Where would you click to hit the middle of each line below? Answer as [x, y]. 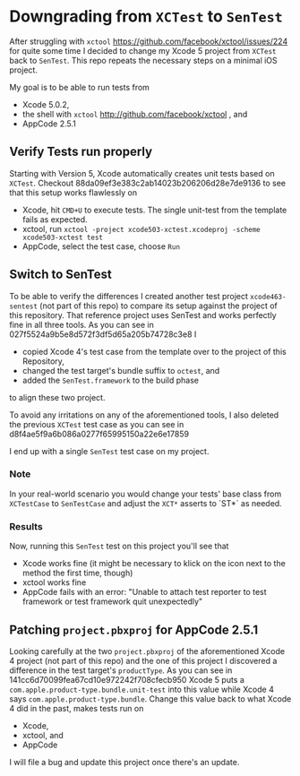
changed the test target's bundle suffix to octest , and [121, 370]
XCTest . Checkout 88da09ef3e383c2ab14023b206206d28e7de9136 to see [148, 183]
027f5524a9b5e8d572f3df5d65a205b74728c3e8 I [103, 334]
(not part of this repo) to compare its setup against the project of [159, 306]
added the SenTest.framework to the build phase [111, 380]
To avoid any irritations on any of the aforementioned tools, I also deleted [144, 415]
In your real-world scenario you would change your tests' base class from [146, 494]
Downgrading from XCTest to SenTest [146, 17]
